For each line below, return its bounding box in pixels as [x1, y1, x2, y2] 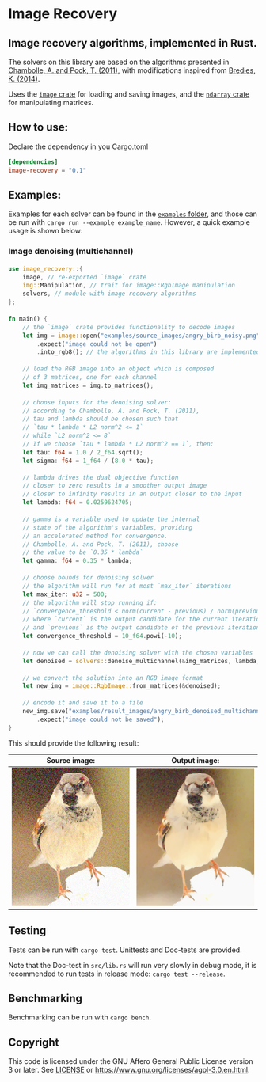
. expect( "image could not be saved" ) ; [36, 716, 165, 723]
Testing [8, 924, 47, 938]
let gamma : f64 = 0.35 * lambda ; [22, 557, 133, 565]
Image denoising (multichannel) [8, 246, 134, 257]
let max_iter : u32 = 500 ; [22, 590, 108, 598]
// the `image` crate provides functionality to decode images [22, 323, 236, 331]
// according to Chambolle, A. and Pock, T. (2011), [22, 407, 200, 415]
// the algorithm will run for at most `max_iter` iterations [22, 582, 232, 590]
